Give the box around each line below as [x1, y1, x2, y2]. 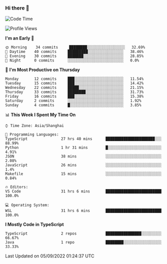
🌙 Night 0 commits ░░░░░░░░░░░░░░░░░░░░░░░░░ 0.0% [5, 58, 140, 63]
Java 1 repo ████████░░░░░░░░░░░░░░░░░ [5, 240, 162, 245]
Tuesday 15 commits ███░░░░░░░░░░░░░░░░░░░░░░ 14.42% [5, 81, 144, 86]
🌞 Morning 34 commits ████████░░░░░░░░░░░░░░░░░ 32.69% [5, 45, 146, 50]
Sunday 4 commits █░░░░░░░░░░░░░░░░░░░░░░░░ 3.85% [5, 102, 142, 108]
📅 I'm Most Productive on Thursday [5, 67, 80, 73]
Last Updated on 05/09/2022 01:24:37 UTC [5, 253, 95, 259]
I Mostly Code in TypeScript [5, 221, 64, 227]
